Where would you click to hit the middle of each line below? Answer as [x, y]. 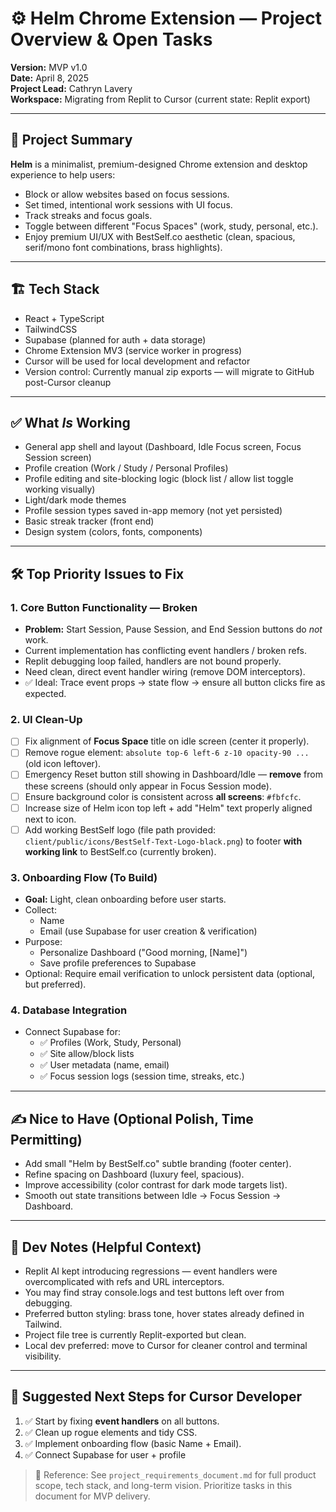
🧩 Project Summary [71, 140]
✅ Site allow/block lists [87, 1054]
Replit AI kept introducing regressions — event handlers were [151, 1271]
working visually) [60, 489]
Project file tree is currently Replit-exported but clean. [135, 1334]
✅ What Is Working [70, 422]
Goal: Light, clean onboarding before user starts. [125, 899]
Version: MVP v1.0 [49, 67]
